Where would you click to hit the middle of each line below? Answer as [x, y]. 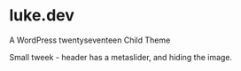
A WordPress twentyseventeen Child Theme [90, 40]
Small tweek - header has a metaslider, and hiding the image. [121, 57]
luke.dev [42, 16]
